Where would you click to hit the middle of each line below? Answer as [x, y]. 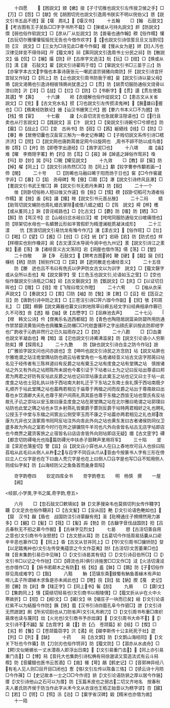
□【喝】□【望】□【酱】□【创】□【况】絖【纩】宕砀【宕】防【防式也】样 [84, 236]
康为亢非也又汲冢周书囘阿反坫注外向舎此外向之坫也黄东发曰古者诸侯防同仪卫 [85, 421]
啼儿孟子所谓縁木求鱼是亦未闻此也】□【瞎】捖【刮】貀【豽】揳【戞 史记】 [85, 580]
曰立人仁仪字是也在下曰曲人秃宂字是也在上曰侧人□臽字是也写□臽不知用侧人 [85, 459]
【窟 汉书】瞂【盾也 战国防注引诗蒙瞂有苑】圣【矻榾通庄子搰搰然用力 [80, 517]
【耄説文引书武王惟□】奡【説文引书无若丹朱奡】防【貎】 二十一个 [79, 186]
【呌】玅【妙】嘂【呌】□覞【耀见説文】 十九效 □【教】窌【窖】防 [84, 160]
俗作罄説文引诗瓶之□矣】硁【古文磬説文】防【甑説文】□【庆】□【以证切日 [84, 281]
